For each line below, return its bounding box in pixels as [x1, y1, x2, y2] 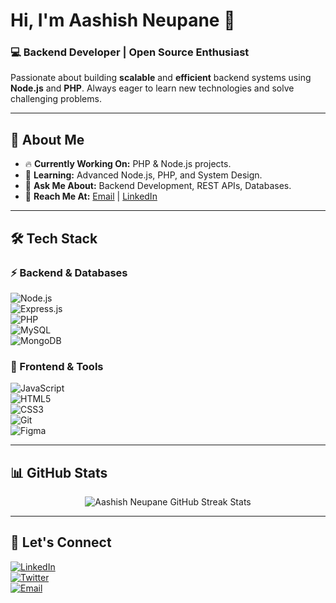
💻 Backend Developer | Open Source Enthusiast [10, 45, 250, 59]
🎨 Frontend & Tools [10, 359, 104, 373]
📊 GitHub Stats [10, 464, 108, 481]
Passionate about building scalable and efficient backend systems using [10, 72, 312, 84]
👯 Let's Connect [10, 534, 112, 551]
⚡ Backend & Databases [10, 265, 128, 279]
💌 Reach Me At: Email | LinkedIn [24, 190, 158, 203]
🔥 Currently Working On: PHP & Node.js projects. [24, 158, 232, 170]
